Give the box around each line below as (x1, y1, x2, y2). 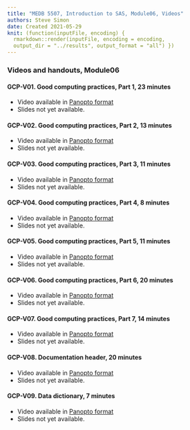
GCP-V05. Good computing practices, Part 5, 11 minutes (7, 237, 171, 246)
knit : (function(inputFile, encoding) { (7, 29, 126, 37)
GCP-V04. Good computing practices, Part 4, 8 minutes (7, 198, 170, 207)
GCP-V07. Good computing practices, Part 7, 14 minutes (7, 314, 171, 322)
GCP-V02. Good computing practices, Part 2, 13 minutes (7, 121, 173, 129)
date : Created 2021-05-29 (7, 23, 82, 30)
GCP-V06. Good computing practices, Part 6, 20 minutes (7, 275, 174, 284)
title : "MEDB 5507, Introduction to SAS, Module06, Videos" (7, 10, 184, 17)
